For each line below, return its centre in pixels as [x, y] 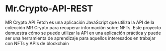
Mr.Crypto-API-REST [49, 9]
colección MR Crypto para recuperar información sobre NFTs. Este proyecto [83, 27]
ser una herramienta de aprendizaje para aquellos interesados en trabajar [80, 38]
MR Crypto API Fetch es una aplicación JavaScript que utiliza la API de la [80, 22]
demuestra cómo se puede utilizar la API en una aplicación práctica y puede [83, 33]
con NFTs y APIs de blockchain [37, 43]
